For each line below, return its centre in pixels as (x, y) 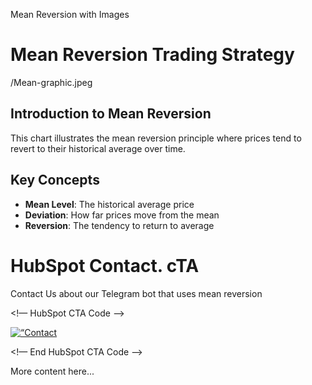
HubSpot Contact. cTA (105, 265)
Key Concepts (55, 180)
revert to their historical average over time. (98, 148)
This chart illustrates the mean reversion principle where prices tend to (156, 138)
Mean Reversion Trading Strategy (152, 55)
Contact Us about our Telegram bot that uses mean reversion (136, 293)
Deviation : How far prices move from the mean (122, 215)
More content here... (52, 371)
